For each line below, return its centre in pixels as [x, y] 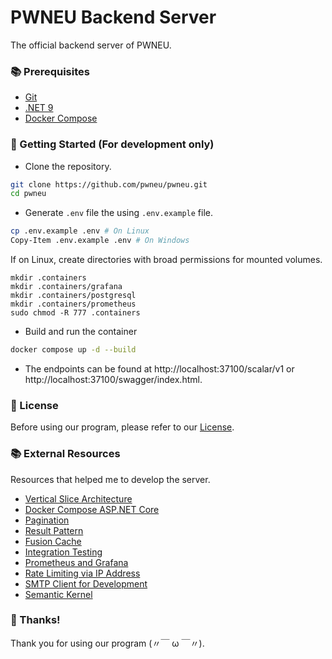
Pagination [47, 520]
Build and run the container [81, 332]
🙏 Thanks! [35, 620]
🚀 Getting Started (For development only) [112, 144]
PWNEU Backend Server [113, 17]
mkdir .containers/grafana [66, 287]
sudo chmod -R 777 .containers [75, 313]
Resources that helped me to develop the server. [110, 479]
